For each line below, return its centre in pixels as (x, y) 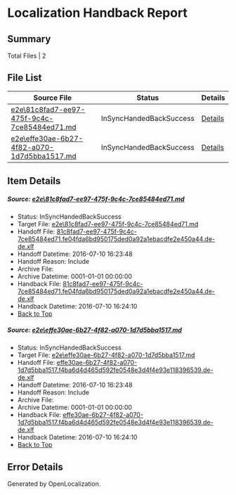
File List (25, 78)
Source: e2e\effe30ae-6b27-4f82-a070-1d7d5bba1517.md (95, 330)
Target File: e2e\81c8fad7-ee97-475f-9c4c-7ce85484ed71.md (108, 224)
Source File (53, 98)
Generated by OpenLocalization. (54, 484)
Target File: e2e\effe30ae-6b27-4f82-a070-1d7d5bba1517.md (106, 355)
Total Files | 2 (27, 56)
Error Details (35, 467)
